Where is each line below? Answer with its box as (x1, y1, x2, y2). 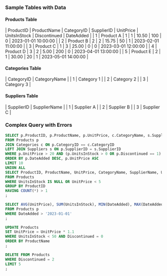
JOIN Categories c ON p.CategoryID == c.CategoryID (5, 142, 114, 147)
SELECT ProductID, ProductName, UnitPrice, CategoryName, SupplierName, (5, 170, 159, 175)
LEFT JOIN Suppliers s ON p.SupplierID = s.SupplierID (5, 147, 121, 152)
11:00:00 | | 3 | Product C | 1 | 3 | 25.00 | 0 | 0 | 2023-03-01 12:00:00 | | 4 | (5, 43, 157, 49)
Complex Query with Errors (5, 121, 73, 128)
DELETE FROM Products (5, 252, 50, 257)
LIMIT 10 (5, 161, 23, 166)
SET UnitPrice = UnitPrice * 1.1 (5, 229, 75, 235)
